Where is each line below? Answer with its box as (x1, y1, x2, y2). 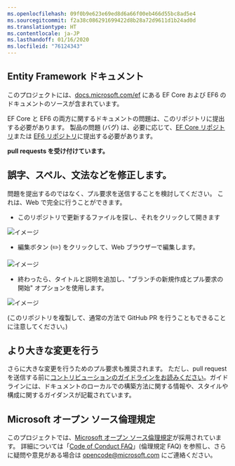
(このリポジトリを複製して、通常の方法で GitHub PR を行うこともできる (7, 313, 214, 321)
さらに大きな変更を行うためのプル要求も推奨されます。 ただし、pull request (7, 364, 227, 373)
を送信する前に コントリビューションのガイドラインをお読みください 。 (7, 373, 210, 382)
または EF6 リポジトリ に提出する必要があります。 (13, 131, 156, 140)
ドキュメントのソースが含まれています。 (7, 99, 123, 107)
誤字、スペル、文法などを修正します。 (7, 169, 172, 181)
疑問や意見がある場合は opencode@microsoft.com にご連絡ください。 (13, 451, 217, 460)
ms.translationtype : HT (7, 23, 77, 30)
